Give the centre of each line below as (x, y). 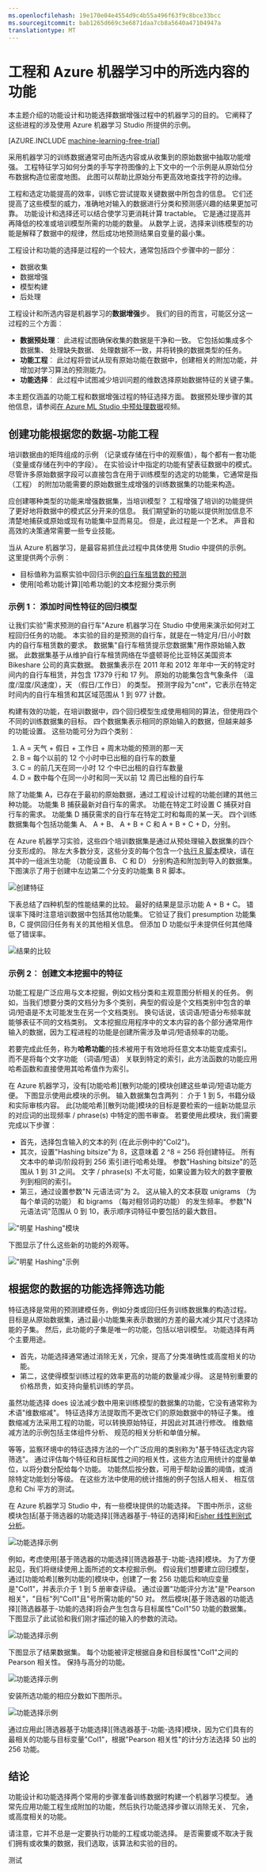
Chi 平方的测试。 (51, 1489)
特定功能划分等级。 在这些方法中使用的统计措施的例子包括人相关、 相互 (131, 1478)
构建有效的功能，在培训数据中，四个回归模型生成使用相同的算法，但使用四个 (133, 712)
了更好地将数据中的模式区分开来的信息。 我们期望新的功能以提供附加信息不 (131, 511)
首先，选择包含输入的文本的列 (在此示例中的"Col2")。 (107, 1142)
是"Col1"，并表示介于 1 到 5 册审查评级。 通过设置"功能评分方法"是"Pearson (132, 1589)
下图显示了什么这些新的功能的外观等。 (70, 1245)
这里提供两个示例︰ (40, 557)
